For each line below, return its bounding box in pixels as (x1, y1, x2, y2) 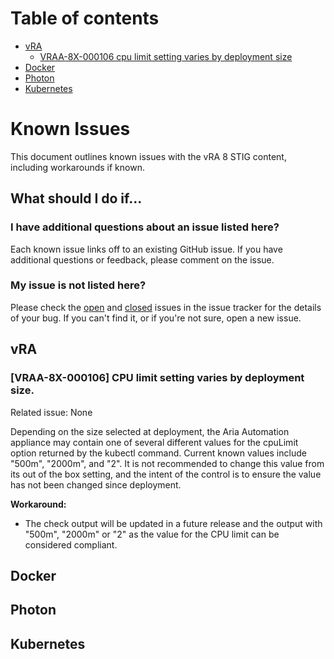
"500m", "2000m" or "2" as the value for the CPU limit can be (24, 528, 280, 540)
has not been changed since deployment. (10, 478, 182, 491)
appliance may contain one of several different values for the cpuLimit (10, 436, 299, 448)
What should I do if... (10, 190, 143, 207)
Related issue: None (10, 406, 93, 418)
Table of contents (10, 7, 160, 30)
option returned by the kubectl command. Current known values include (10, 447, 307, 459)
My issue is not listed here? (10, 278, 147, 292)
